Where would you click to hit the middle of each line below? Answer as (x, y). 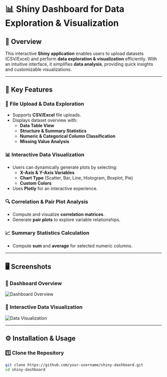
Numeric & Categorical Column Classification (68, 136)
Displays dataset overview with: (45, 120)
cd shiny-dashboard (25, 370)
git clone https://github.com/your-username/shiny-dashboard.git (74, 365)
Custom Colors (36, 183)
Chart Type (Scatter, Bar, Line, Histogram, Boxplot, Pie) (76, 178)
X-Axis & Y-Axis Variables (47, 173)
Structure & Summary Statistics (53, 131)
